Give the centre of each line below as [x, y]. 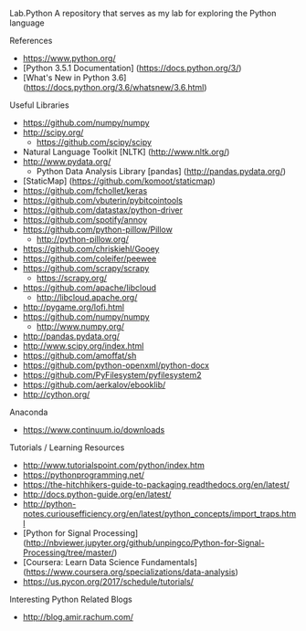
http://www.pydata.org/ [67, 162]
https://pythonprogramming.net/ [83, 475]
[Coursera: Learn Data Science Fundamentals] [110, 562]
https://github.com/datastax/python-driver [103, 210]
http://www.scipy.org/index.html [83, 346]
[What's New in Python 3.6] [74, 78]
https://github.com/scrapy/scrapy [86, 268]
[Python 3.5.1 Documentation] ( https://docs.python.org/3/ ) [132, 68]
